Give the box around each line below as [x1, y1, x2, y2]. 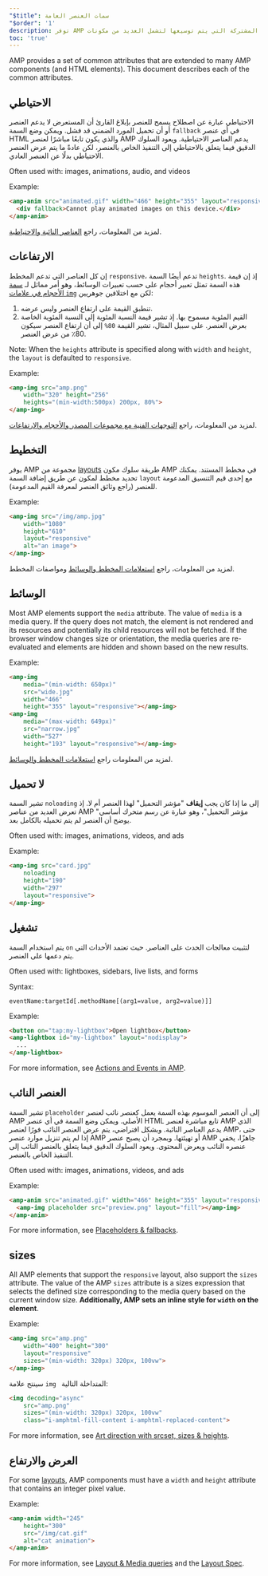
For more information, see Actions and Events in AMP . [9, 1063, 186, 1072]
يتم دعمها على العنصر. [9, 950, 75, 960]
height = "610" [23, 527, 67, 535]
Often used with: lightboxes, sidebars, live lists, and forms [9, 966, 199, 976]
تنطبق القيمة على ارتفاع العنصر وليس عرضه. [20, 303, 153, 313]
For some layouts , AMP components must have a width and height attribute [9, 1475, 257, 1484]
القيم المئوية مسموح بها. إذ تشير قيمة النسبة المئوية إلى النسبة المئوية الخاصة [20, 312, 248, 322]
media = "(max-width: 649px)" [23, 717, 116, 726]
